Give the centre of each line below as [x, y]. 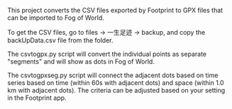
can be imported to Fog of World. [56, 18]
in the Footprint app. [37, 98]
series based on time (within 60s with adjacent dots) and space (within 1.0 [116, 83]
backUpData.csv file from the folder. [60, 40]
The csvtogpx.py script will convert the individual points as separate [107, 54]
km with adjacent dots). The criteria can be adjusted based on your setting [116, 90]
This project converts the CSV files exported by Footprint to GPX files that [115, 10]
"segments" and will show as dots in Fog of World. [81, 62]
